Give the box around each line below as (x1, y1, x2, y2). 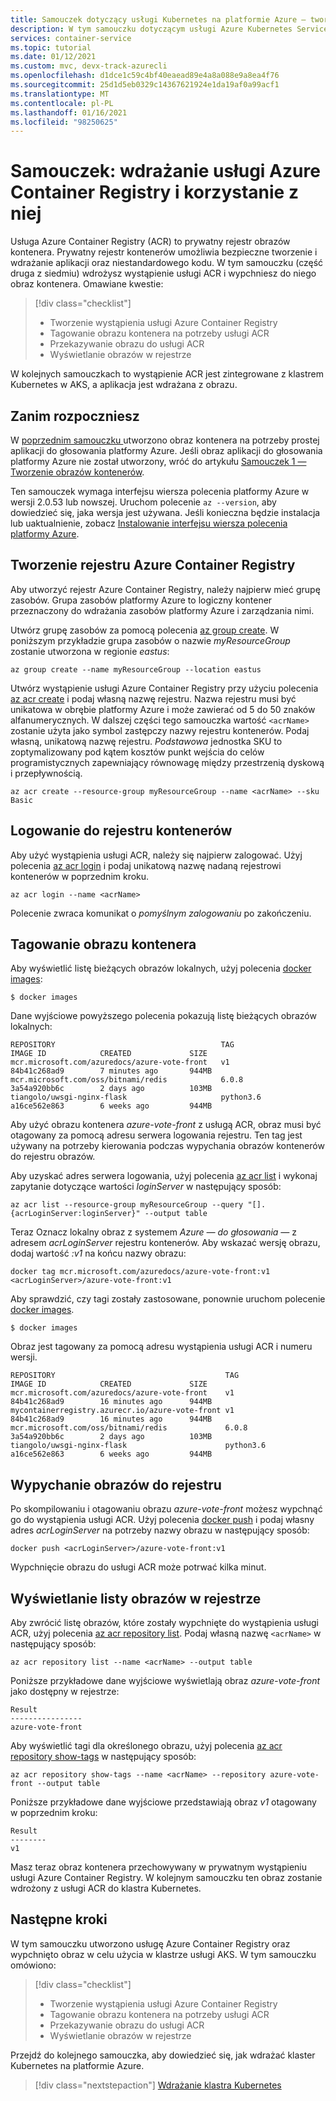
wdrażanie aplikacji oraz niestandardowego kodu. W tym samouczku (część (10, 257, 324, 269)
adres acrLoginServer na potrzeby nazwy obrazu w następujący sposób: (10, 1524, 310, 1536)
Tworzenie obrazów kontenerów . (10, 466, 145, 478)
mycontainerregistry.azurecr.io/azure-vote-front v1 (10, 1406, 235, 1416)
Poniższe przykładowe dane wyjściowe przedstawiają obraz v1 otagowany (10, 1796, 317, 1808)
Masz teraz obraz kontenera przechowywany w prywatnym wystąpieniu (10, 1861, 307, 1873)
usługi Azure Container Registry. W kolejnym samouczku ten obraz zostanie (10, 1872, 323, 1884)
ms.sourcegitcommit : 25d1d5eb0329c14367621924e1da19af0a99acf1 (10, 80, 280, 90)
